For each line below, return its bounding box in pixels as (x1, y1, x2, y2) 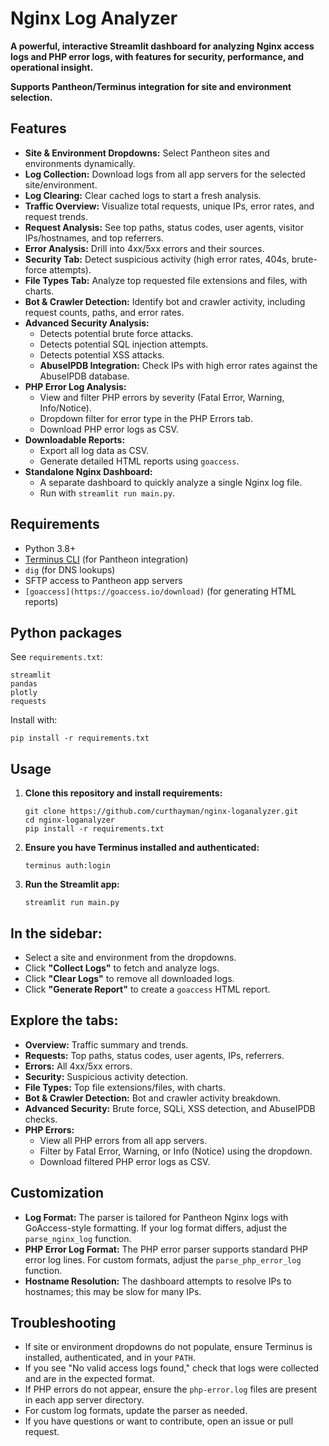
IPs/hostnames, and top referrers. (24, 232, 165, 244)
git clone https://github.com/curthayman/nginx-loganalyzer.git (24, 807, 299, 817)
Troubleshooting (10, 1315, 117, 1332)
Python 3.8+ (24, 542, 77, 554)
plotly (10, 688, 38, 698)
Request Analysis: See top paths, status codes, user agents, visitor (24, 221, 304, 233)
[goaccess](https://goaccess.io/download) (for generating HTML (24, 585, 297, 597)
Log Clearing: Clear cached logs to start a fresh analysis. (24, 189, 262, 201)
